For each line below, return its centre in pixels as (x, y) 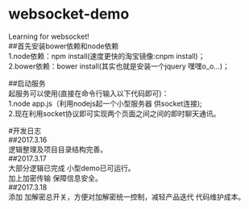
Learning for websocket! (49, 36)
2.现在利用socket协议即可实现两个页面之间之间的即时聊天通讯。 (114, 113)
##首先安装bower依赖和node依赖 (64, 46)
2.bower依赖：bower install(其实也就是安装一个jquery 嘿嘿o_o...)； (119, 66)
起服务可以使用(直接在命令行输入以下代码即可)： (89, 93)
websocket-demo (69, 14)
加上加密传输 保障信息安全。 (55, 178)
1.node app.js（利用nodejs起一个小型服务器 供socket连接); (106, 103)
